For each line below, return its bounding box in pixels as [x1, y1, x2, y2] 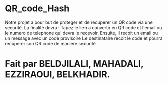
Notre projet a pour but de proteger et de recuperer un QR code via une [5, 19, 153, 25]
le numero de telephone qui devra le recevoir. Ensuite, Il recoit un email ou [5, 30, 158, 36]
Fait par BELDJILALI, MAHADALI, [5, 58, 144, 70]
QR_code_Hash [5, 3, 70, 14]
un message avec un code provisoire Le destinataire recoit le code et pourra [5, 35, 163, 41]
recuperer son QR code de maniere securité [5, 40, 96, 46]
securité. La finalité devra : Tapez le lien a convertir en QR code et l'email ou [5, 24, 162, 30]
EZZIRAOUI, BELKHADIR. [5, 69, 110, 80]
